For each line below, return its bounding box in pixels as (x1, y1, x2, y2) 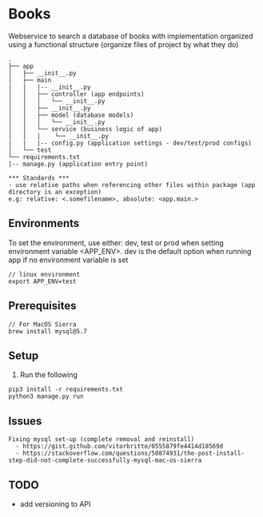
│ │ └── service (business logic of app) (8, 125, 162, 133)
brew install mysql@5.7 (8, 327, 88, 336)
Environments (8, 217, 80, 230)
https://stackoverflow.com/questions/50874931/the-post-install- (22, 449, 245, 458)
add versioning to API (19, 499, 91, 508)
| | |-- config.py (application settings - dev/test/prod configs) (8, 139, 252, 147)
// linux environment (8, 270, 81, 278)
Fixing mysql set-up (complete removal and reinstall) (8, 435, 195, 443)
